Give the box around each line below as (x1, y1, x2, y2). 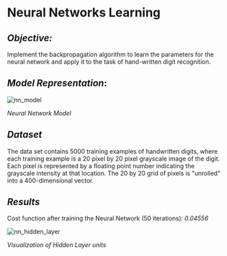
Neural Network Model (7, 108, 72, 117)
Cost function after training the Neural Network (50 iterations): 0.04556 (7, 214, 209, 222)
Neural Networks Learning (7, 5, 161, 21)
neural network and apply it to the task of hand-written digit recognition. (7, 58, 211, 66)
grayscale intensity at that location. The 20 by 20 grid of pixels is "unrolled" (7, 169, 221, 177)
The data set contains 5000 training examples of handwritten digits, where (7, 147, 218, 155)
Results (7, 196, 40, 208)
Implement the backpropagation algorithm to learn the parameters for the (7, 50, 214, 58)
